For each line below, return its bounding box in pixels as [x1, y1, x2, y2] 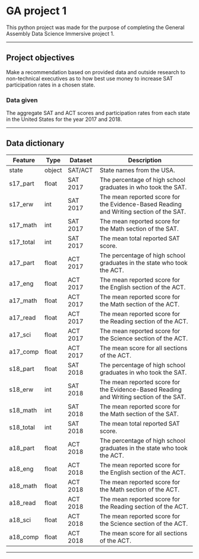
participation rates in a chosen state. [6, 81, 95, 88]
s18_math [9, 406, 37, 414]
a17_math [9, 296, 37, 305]
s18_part [9, 365, 34, 373]
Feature [12, 156, 36, 164]
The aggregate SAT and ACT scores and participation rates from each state [6, 110, 191, 117]
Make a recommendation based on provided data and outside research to [6, 68, 185, 75]
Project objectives [6, 53, 75, 63]
